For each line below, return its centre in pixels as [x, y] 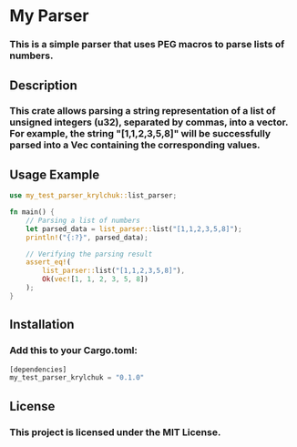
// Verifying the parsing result [89, 254]
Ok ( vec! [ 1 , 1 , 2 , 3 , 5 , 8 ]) [95, 279]
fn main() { [32, 212]
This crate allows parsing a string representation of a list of [143, 111]
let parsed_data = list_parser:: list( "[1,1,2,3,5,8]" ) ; [134, 229]
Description [43, 85]
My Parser [49, 16]
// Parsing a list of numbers [83, 220]
